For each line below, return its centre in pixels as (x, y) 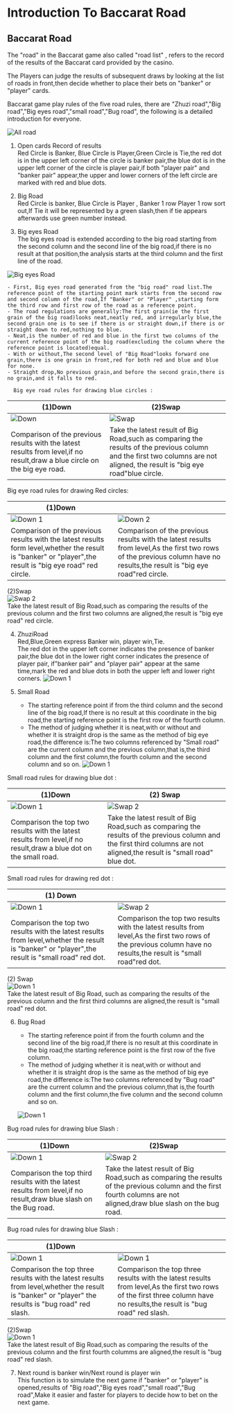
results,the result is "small (159, 953)
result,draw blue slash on (52, 1199)
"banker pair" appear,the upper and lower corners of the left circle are (117, 175)
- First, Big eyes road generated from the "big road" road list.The (110, 287)
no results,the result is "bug (162, 1304)
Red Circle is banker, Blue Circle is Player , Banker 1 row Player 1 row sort (121, 203)
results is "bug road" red (51, 1304)
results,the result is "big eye (163, 565)
